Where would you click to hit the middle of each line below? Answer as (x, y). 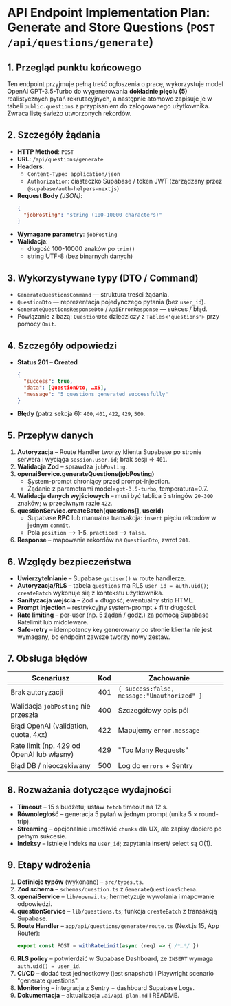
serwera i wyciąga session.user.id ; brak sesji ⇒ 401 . (92, 460)
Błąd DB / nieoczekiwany (51, 765)
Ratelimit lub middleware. (53, 622)
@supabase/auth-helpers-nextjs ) (73, 188)
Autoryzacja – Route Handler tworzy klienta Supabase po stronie (109, 452)
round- (209, 814)
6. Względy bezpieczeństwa (69, 561)
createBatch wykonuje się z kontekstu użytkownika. (90, 593)
